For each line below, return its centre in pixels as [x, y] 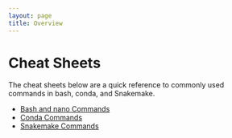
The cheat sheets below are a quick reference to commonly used [116, 85]
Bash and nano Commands [65, 109]
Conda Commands [51, 118]
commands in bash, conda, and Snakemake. [82, 94]
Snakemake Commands [59, 126]
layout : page [30, 16]
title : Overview [35, 23]
